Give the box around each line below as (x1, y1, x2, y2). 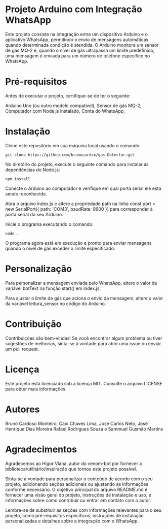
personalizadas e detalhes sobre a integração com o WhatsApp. (5, 518, 139, 524)
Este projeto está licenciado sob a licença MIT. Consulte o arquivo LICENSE (5, 380, 163, 386)
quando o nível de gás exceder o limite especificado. (5, 245, 115, 251)
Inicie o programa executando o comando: (5, 221, 94, 227)
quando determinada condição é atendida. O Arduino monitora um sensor (5, 42, 159, 48)
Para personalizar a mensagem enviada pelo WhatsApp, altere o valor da (5, 280, 157, 286)
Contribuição (5, 318, 62, 329)
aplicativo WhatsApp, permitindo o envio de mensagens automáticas (5, 37, 149, 43)
